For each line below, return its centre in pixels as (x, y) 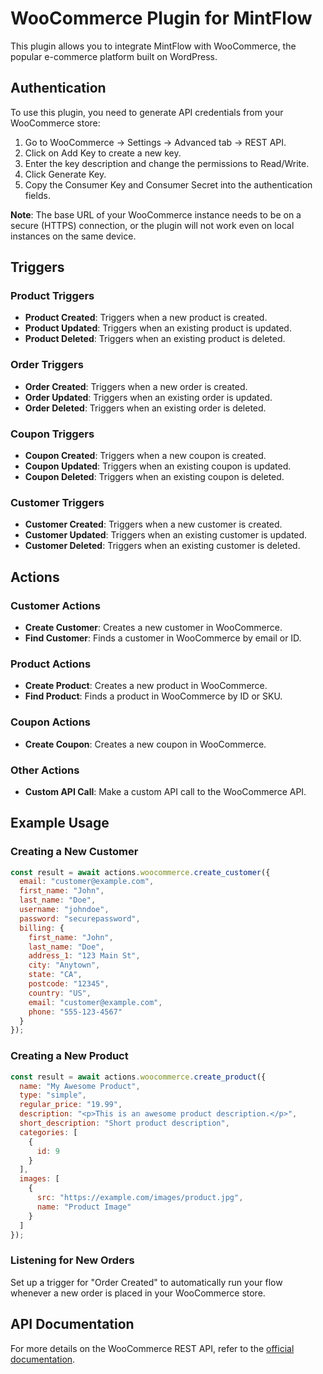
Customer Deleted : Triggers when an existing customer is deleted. (162, 546)
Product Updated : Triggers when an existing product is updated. (158, 328)
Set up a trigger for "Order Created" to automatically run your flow (146, 1282)
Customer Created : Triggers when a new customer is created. (153, 524)
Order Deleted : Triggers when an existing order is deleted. (145, 408)
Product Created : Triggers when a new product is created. (146, 318)
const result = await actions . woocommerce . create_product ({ (138, 1077)
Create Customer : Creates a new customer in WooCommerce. (153, 628)
